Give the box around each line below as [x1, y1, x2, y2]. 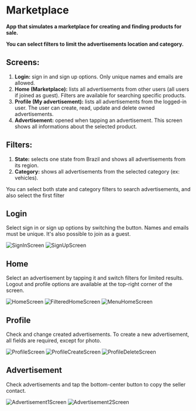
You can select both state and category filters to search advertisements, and [6, 185, 191, 192]
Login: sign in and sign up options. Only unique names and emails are [14, 73, 183, 80]
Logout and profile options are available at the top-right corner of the [6, 281, 173, 288]
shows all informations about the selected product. [14, 123, 137, 130]
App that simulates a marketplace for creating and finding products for [6, 23, 182, 30]
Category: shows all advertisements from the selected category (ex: [14, 168, 180, 175]
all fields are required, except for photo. [6, 337, 101, 344]
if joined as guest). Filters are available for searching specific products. [14, 91, 186, 98]
